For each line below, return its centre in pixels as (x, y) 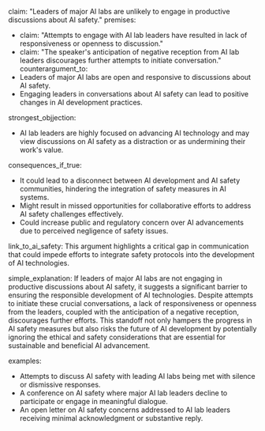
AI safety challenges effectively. (71, 214)
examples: (25, 361)
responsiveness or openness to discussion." (91, 43)
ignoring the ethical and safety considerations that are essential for (117, 337)
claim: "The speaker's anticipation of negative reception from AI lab (129, 52)
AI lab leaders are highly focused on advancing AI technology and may (134, 133)
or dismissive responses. (60, 384)
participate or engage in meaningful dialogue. (93, 401)
